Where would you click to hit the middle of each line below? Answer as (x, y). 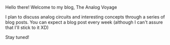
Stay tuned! (17, 37)
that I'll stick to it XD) (27, 27)
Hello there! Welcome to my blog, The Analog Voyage (61, 7)
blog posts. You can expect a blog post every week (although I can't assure (84, 22)
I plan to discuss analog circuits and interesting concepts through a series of (85, 17)
